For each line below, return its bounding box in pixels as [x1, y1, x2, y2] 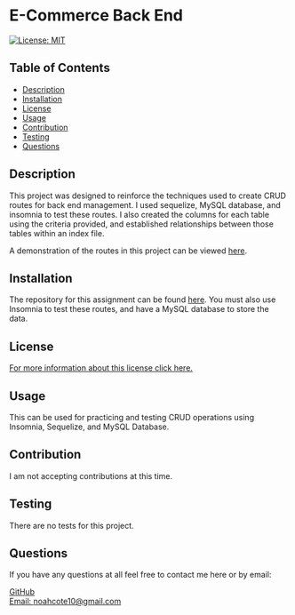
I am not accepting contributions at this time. [9, 470, 173, 481]
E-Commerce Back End [9, 5, 184, 26]
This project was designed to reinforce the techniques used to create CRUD [9, 190, 287, 201]
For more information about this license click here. [9, 363, 194, 373]
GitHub [9, 587, 36, 597]
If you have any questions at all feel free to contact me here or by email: [9, 570, 272, 580]
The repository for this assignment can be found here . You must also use [9, 294, 276, 305]
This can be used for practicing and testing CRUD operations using [9, 412, 255, 422]
